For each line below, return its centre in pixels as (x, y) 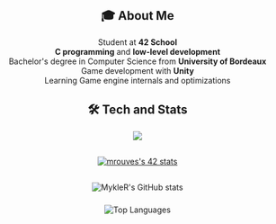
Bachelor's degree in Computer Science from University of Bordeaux (138, 61)
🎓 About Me (138, 16)
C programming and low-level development (138, 51)
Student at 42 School (138, 42)
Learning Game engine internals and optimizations (138, 80)
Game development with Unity (138, 70)
